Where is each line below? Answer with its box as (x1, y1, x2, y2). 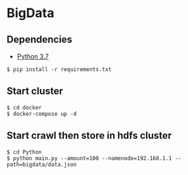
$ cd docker (6, 104, 42, 111)
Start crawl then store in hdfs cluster (6, 129, 172, 142)
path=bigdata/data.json (6, 161, 77, 168)
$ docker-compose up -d (6, 110, 77, 117)
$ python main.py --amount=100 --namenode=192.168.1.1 (6, 154, 172, 161)
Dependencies (6, 33, 72, 46)
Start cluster (6, 85, 63, 97)
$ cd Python (6, 148, 42, 156)
